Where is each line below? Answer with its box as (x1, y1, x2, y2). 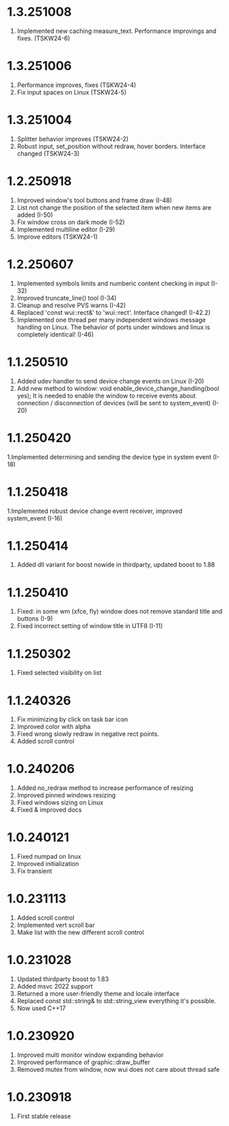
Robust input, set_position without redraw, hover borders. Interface (16, 142, 206, 150)
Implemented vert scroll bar (16, 921, 95, 929)
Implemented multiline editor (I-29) (16, 225, 116, 233)
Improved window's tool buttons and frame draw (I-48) (16, 196, 172, 204)
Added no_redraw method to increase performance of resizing (16, 784, 193, 792)
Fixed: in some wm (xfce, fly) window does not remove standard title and (16, 608, 223, 616)
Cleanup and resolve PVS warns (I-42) (16, 301, 126, 309)
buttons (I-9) (16, 614, 53, 623)
